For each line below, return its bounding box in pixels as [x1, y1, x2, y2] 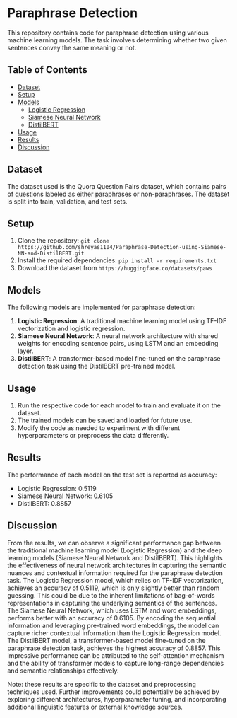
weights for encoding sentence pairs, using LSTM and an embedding [17, 340, 219, 348]
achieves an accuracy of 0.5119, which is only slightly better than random [7, 584, 220, 592]
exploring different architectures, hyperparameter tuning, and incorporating [7, 695, 227, 703]
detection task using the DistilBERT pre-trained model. [17, 362, 176, 371]
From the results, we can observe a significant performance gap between [7, 538, 221, 547]
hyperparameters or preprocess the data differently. [17, 432, 169, 439]
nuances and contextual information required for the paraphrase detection [7, 568, 224, 577]
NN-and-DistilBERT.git [17, 250, 85, 257]
